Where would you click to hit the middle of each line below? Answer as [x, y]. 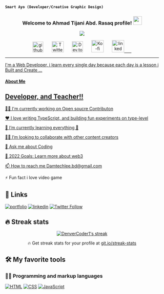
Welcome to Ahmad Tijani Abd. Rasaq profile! [77, 23]
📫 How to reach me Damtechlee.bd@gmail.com [54, 166]
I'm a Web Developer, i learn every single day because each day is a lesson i [82, 65]
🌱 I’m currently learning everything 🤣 [42, 127]
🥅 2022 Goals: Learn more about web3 [44, 156]
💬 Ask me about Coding [29, 147]
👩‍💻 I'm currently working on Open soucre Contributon [59, 108]
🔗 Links [16, 195]
